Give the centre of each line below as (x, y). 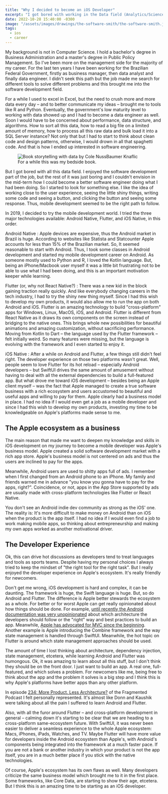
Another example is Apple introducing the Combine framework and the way (83, 630)
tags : (11, 29)
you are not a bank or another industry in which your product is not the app (82, 749)
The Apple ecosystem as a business (62, 428)
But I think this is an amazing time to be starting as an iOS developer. (76, 786)
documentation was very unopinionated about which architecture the (76, 614)
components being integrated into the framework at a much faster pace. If (81, 744)
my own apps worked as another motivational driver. (59, 529)
